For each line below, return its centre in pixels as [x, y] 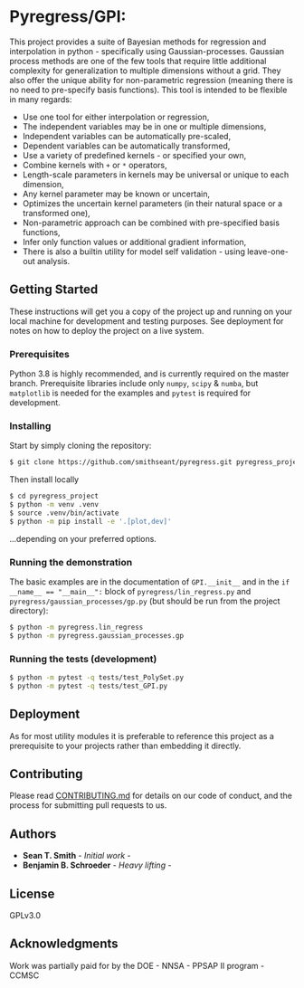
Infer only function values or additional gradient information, [134, 242]
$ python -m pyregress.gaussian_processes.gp [96, 635]
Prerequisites [39, 354]
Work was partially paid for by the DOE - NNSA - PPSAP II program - [137, 965]
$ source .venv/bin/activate [64, 513]
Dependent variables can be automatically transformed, [126, 146]
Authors [33, 834]
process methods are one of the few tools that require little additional [138, 61]
